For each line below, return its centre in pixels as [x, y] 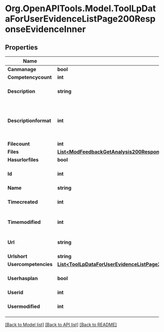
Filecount [19, 144]
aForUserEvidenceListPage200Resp [80, 19]
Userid [15, 292]
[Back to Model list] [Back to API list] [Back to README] [61, 325]
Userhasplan [23, 278]
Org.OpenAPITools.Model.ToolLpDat [81, 9]
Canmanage [22, 69]
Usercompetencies [30, 264]
